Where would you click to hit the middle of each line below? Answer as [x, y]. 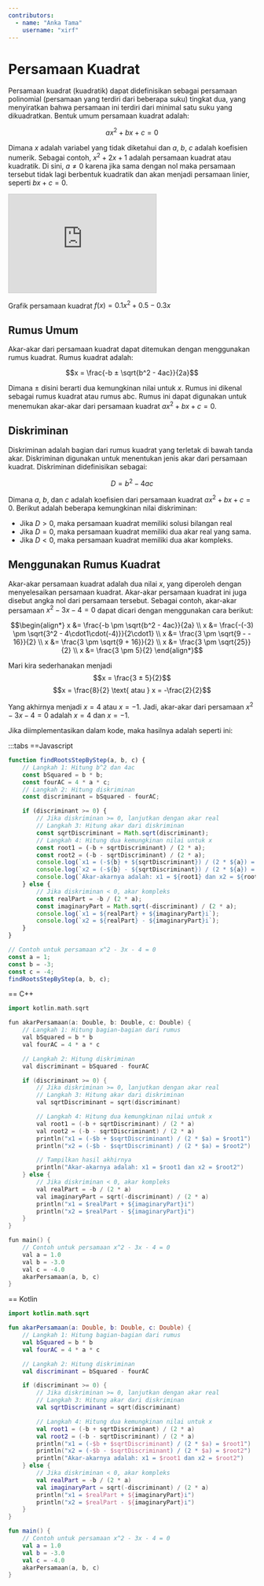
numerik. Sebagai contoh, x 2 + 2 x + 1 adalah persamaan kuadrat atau [120, 157]
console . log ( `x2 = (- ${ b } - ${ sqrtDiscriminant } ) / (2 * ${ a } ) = [146, 870]
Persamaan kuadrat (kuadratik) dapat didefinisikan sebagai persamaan [123, 91]
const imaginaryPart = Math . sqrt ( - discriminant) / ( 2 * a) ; [137, 906]
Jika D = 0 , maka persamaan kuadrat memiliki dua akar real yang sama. [135, 532]
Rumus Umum [43, 330]
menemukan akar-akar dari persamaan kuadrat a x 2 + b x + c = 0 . [112, 405]
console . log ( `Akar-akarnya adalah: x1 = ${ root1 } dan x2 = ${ [140, 877]
